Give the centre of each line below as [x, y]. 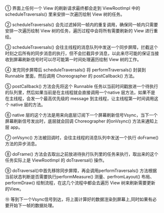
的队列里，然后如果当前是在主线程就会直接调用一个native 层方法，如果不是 [80, 92]
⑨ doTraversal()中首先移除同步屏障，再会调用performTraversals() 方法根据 [81, 170]
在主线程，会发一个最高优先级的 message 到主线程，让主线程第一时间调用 [80, 98]
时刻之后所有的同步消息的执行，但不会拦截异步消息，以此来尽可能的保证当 [80, 53]
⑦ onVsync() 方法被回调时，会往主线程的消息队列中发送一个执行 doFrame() [82, 138]
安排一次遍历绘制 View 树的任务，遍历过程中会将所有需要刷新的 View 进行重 [82, 31]
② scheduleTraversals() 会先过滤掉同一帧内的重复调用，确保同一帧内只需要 [82, 25]
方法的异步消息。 [22, 144]
